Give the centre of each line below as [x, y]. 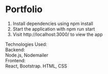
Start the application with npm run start [54, 29]
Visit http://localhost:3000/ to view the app [58, 34]
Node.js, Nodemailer [27, 55]
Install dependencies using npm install [53, 23]
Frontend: [16, 60]
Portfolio [24, 9]
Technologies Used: [26, 44]
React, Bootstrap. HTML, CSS [36, 66]
